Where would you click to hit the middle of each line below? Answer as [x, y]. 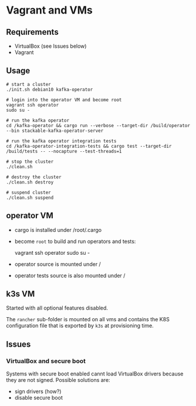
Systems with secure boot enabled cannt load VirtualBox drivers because [95, 374]
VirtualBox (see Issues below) [50, 46]
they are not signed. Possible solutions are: [58, 380]
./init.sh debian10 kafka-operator [50, 89]
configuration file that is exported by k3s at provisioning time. [80, 326]
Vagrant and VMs [49, 10]
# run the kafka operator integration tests [61, 141]
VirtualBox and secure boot [46, 361]
